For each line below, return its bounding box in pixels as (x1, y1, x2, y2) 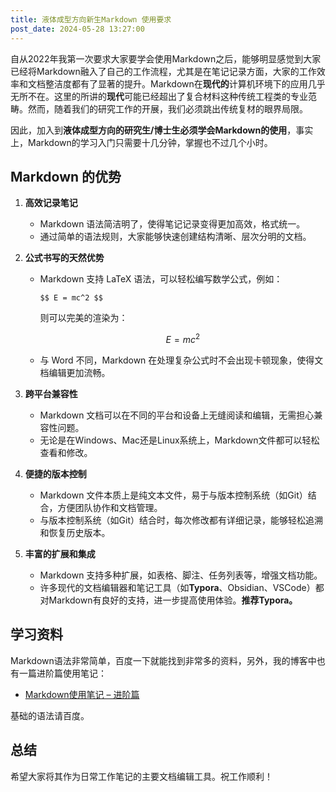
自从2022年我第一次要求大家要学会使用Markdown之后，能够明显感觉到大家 (10, 52, 322, 65)
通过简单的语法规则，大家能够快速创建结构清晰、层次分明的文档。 (39, 231, 312, 243)
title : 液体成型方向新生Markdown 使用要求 (10, 14, 172, 25)
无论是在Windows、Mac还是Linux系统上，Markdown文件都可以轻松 (39, 434, 320, 446)
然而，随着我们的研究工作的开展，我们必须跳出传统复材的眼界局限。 (27, 102, 308, 115)
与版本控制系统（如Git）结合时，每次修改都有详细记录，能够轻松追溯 (39, 514, 324, 526)
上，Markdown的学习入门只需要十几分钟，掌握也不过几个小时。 (10, 136, 273, 148)
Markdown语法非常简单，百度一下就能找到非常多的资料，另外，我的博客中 (10, 654, 317, 666)
